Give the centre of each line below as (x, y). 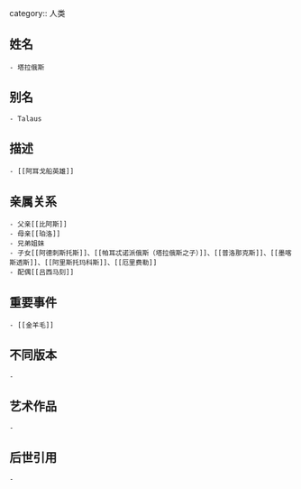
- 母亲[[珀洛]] (35, 234)
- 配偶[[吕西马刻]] (42, 272)
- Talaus (26, 119)
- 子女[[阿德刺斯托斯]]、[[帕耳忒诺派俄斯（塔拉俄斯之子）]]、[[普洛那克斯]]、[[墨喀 (150, 254)
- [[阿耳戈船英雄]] (42, 171)
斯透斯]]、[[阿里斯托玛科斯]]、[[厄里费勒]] (83, 263)
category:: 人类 (37, 13)
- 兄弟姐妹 (27, 244)
